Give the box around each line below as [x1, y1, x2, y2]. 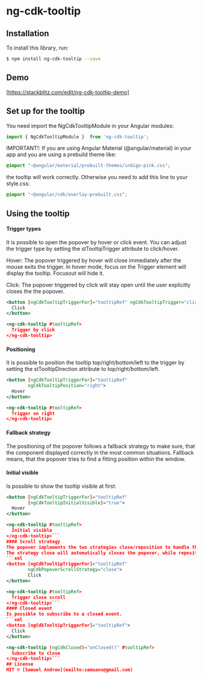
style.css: [6, 180, 30, 188]
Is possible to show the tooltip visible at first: [6, 482, 117, 490]
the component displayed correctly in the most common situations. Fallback [6, 449, 194, 456]
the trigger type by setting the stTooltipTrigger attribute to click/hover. [6, 245, 179, 252]
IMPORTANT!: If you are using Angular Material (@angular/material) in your [6, 145, 192, 152]
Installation [6, 28, 49, 39]
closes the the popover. [6, 288, 65, 295]
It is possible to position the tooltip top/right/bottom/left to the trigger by [6, 359, 185, 366]
